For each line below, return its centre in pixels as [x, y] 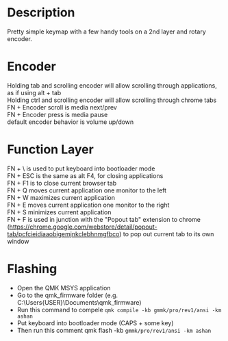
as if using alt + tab [34, 92]
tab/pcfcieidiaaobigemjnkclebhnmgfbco [63, 233]
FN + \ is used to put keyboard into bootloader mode [81, 168]
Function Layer [50, 150]
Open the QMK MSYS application [64, 288]
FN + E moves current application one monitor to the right [88, 205]
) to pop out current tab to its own [167, 233]
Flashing [32, 269]
